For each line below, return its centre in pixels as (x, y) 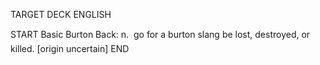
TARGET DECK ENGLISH (61, 14)
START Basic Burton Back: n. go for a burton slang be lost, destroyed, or (160, 34)
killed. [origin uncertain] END (70, 48)
